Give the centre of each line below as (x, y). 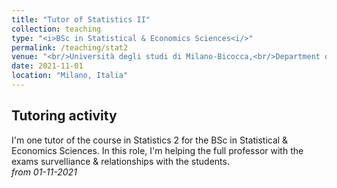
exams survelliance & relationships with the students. (120, 161)
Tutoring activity (64, 116)
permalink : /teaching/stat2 (70, 47)
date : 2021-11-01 (47, 66)
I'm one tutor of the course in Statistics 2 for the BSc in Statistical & (150, 140)
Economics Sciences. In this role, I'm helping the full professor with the (157, 150)
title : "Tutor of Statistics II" (81, 19)
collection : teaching (56, 29)
